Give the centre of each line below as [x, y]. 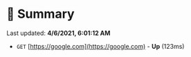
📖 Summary [40, 14]
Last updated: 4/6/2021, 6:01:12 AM [58, 33]
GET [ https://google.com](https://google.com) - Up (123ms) [100, 46]
